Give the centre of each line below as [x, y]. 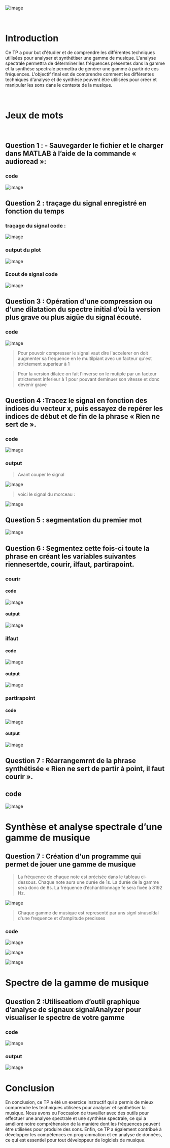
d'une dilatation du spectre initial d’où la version [83, 309]
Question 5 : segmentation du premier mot [74, 520]
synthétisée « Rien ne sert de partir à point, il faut [85, 769]
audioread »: [26, 161]
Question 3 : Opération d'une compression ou [79, 302]
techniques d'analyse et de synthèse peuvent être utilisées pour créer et [81, 80]
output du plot [23, 250]
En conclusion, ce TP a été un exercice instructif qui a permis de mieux [79, 1102]
